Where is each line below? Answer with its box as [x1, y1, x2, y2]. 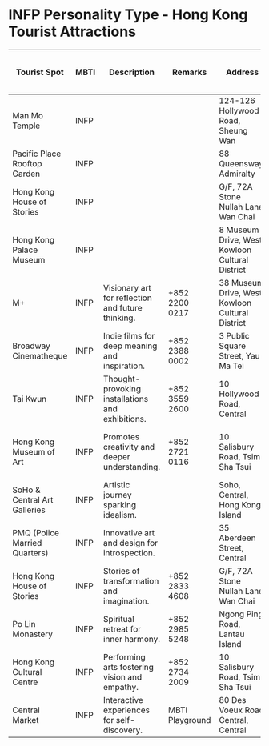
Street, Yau [219, 350, 260, 361]
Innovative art [102, 527, 155, 538]
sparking [102, 499, 137, 510]
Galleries [12, 504, 46, 515]
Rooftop [12, 158, 42, 169]
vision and [102, 671, 143, 682]
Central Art [12, 494, 54, 505]
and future [102, 302, 143, 313]
